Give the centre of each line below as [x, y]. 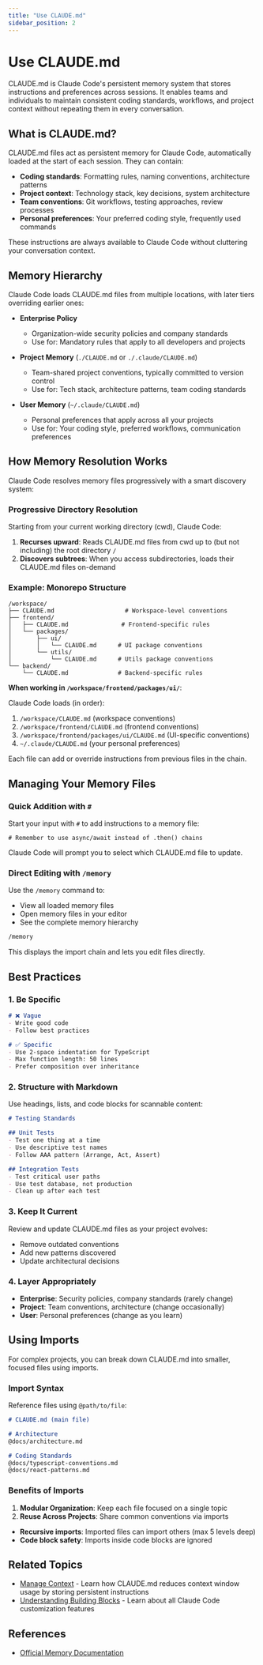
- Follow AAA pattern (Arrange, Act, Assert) [84, 1155]
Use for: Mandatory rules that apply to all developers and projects [138, 342]
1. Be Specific [34, 999]
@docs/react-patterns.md [49, 1471]
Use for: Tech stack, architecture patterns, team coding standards [139, 390]
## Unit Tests [32, 1133]
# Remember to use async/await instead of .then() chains [105, 838]
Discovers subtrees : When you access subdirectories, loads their [127, 559]
